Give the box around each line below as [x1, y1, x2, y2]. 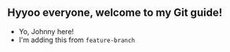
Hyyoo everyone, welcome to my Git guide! [7, 6, 223, 19]
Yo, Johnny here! [18, 26, 75, 36]
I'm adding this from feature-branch [18, 35, 135, 44]
